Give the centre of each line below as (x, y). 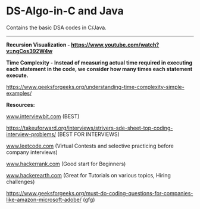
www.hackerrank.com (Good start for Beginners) (66, 164)
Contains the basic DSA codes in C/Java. (57, 27)
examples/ (19, 93)
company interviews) (32, 152)
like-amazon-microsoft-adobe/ (44, 199)
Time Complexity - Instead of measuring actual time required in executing (99, 62)
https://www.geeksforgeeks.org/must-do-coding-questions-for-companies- (100, 193)
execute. (17, 75)
